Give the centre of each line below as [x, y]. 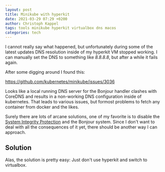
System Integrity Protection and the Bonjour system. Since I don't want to [80, 122]
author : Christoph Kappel [32, 23]
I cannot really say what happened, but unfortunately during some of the [79, 47]
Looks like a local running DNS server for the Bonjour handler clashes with [81, 91]
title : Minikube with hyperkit [37, 14]
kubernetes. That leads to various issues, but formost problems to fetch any [82, 102]
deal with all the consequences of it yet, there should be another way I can [81, 127]
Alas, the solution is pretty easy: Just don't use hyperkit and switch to [76, 160]
